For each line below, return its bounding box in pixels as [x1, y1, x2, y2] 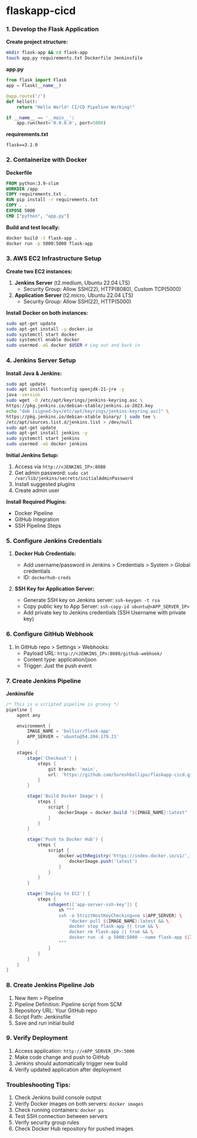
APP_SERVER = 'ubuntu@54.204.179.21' [27, 734, 119, 740]
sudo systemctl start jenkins [6, 435, 80, 441]
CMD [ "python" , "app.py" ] [6, 213, 69, 219]
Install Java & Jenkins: [6, 370, 62, 377]
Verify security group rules [14, 1119, 80, 1126]
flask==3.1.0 [6, 142, 38, 148]
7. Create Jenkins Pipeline [6, 677, 81, 685]
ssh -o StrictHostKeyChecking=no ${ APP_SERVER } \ [58, 913, 182, 918]
